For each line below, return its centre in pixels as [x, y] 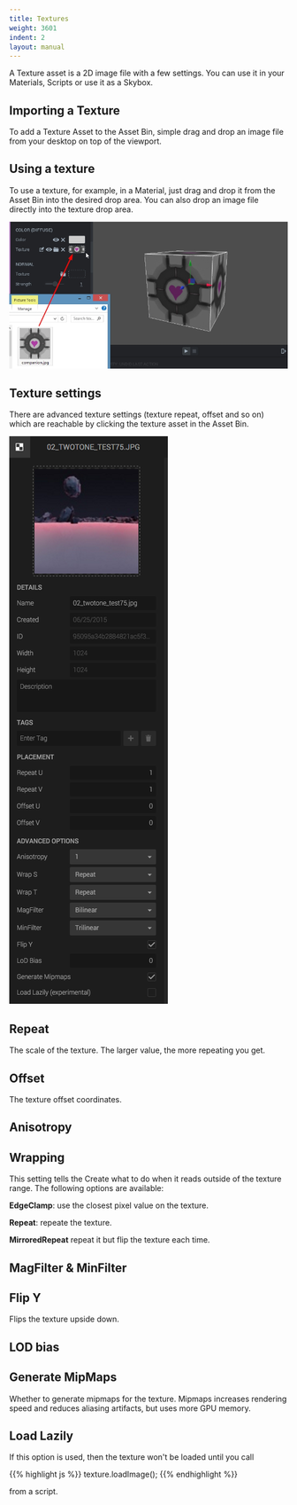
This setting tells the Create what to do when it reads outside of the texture [145, 1179]
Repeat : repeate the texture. [61, 1223]
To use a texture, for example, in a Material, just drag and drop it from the [142, 190]
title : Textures [39, 19]
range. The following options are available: [87, 1188]
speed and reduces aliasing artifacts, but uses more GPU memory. [130, 1408]
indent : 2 [27, 37]
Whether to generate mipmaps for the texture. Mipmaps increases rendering [148, 1399]
